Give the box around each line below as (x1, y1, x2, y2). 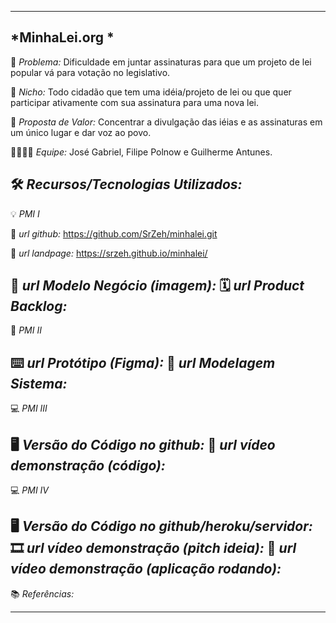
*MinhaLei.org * (10, 29, 115, 46)
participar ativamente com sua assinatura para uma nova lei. (10, 96, 260, 108)
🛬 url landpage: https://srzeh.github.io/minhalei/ (10, 247, 208, 259)
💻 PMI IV (10, 484, 50, 496)
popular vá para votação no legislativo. (10, 66, 171, 78)
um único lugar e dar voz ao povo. (10, 126, 152, 138)
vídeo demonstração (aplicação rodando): (10, 561, 282, 578)
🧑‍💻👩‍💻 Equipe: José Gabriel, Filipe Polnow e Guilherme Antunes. (10, 146, 273, 158)
